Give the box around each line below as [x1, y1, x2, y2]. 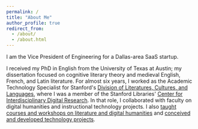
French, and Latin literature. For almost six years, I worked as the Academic [6, 77, 193, 85]
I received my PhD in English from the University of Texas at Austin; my [6, 65, 182, 72]
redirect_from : [6, 25, 44, 32]
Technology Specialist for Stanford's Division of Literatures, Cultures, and [6, 84, 188, 91]
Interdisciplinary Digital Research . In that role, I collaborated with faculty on [6, 97, 192, 104]
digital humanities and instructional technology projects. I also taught [6, 103, 177, 110]
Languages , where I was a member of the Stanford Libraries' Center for [6, 91, 183, 97]
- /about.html [11, 37, 47, 43]
